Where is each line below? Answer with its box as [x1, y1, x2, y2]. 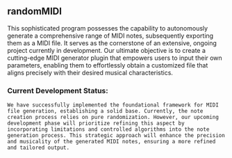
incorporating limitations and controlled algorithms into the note [7, 126, 210, 133]
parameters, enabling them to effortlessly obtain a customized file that [7, 61, 208, 69]
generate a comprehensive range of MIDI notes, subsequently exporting [7, 31, 214, 40]
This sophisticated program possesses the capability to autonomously [7, 24, 208, 32]
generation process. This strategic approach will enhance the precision [7, 132, 226, 139]
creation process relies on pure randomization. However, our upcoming [7, 114, 219, 121]
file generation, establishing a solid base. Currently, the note [7, 108, 204, 115]
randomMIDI [7, 6, 63, 17]
